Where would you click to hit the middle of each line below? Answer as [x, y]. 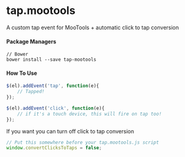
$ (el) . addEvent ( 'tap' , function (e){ [53, 86]
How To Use [22, 73]
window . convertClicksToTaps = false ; [54, 148]
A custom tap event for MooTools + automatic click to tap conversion [93, 27]
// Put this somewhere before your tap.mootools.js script [83, 142]
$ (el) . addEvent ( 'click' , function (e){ [55, 108]
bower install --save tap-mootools [51, 60]
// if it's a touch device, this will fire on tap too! [90, 114]
